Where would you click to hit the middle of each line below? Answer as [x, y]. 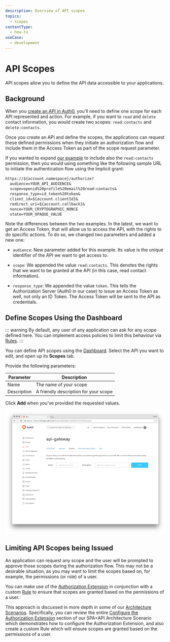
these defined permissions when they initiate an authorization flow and [79, 142]
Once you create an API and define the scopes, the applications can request [85, 137]
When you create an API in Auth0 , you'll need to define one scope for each [83, 111]
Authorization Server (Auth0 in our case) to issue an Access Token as [85, 291]
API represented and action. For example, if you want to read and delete [81, 116]
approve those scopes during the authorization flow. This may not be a [79, 566]
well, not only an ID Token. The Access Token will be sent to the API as [87, 296]
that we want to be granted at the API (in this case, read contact [79, 270]
